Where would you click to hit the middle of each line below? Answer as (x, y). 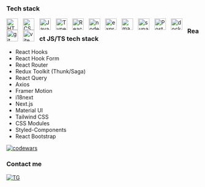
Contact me (24, 164)
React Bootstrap (35, 136)
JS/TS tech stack (73, 39)
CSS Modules (32, 123)
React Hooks (31, 52)
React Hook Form (37, 59)
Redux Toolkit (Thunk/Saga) (50, 71)
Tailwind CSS (32, 117)
